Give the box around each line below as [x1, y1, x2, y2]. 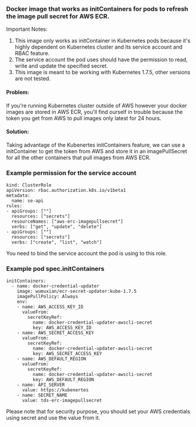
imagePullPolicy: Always [17, 293, 78, 300]
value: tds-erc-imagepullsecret [21, 397, 102, 404]
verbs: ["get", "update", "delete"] [11, 224, 102, 230]
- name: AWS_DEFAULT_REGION [17, 356, 86, 362]
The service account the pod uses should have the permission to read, [14, 56, 188, 64]
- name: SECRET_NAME [17, 393, 68, 398]
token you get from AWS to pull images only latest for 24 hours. [6, 115, 162, 122]
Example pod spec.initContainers [6, 264, 105, 273]
